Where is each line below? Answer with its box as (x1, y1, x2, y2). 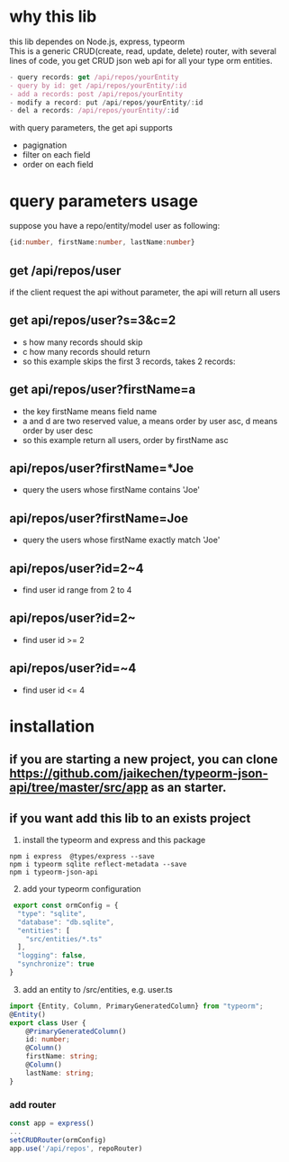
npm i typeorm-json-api (9, 867, 99, 877)
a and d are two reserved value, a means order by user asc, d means (22, 415, 278, 426)
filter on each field (22, 150, 91, 160)
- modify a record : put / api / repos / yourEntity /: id (9, 97, 203, 107)
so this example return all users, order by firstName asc (22, 434, 229, 445)
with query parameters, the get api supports (9, 123, 173, 133)
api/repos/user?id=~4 (9, 660, 137, 676)
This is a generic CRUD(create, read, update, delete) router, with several (9, 45, 277, 56)
